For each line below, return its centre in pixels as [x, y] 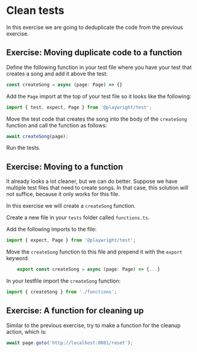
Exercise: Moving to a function [65, 167]
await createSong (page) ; [37, 136]
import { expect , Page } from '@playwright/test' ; [71, 240]
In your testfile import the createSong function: [64, 281]
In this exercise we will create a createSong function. [71, 206]
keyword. [18, 258]
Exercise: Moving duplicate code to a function [94, 53]
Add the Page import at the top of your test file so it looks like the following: [99, 96]
